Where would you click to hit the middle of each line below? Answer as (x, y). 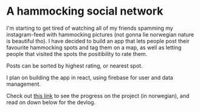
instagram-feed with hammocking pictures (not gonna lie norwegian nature (100, 34)
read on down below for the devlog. (51, 102)
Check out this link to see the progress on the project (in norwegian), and (98, 96)
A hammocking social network (85, 11)
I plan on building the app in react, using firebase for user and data (90, 77)
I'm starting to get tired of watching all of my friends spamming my (90, 28)
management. (24, 84)
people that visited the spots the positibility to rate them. (77, 54)
